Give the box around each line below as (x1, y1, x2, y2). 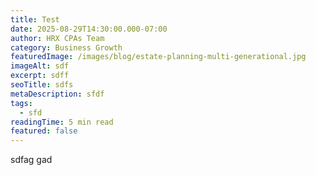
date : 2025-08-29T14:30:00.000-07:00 (10, 24, 168, 34)
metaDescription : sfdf (10, 89, 105, 99)
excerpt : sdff (10, 71, 70, 81)
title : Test (10, 14, 60, 25)
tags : (10, 98, 33, 108)
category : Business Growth (10, 42, 123, 53)
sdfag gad (10, 154, 53, 166)
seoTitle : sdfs (10, 80, 74, 90)
